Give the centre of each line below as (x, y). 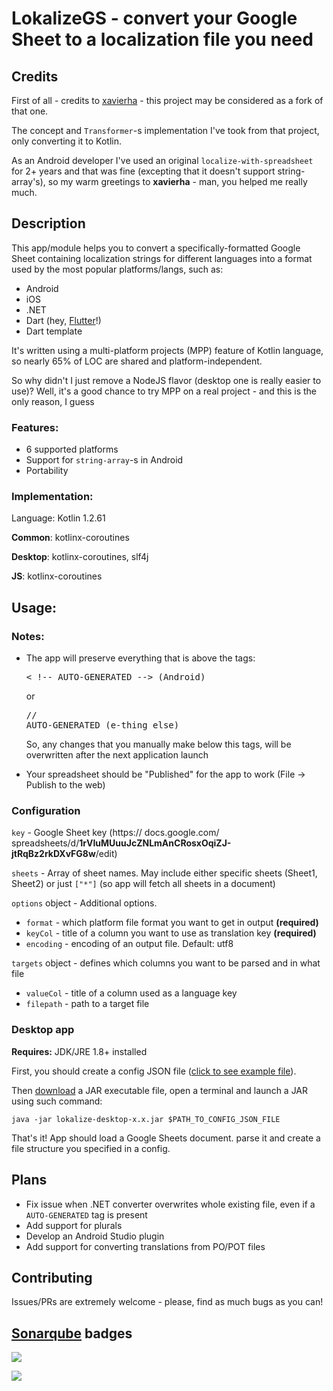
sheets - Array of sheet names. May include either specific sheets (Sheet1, (164, 873)
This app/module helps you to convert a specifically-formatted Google (156, 248)
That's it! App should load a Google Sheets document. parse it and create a (166, 1138)
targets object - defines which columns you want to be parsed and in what (166, 963)
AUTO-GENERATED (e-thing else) (102, 725)
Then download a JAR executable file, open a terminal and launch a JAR (160, 1090)
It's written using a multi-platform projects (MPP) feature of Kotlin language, (167, 350)
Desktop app (43, 1030)
